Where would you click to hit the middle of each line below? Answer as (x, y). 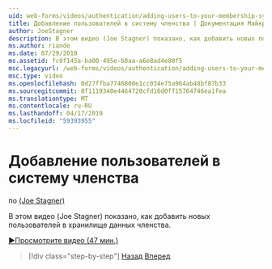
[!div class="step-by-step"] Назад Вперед (99, 256)
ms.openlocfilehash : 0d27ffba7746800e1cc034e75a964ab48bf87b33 (117, 83)
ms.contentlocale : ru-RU (50, 106)
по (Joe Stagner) (37, 200)
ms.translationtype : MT (49, 99)
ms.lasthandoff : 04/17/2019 (56, 114)
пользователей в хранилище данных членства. (90, 225)
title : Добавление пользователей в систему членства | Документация (126, 23)
